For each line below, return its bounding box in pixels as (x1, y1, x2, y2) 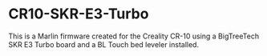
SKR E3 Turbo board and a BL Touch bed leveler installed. (8, 39, 199, 49)
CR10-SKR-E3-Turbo (8, 5, 149, 23)
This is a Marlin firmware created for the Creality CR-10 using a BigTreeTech (8, 31, 259, 41)
